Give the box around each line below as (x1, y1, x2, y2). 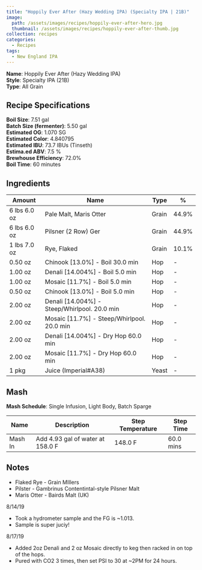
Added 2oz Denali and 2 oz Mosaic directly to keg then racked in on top (14, 544, 193, 551)
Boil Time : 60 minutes (6, 161, 61, 168)
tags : (6, 48, 20, 54)
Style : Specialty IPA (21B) (6, 76, 70, 84)
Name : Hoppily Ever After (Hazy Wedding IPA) (6, 70, 121, 77)
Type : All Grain (6, 82, 43, 90)
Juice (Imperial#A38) (44, 366, 105, 375)
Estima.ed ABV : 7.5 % (6, 148, 61, 155)
